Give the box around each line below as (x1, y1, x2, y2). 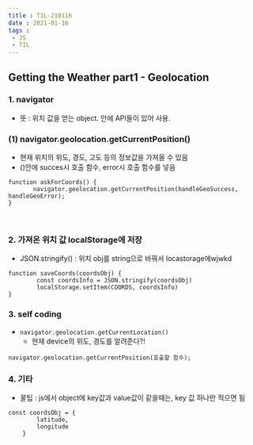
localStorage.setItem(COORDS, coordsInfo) (36, 283, 179, 292)
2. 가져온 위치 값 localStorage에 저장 (8, 235, 142, 246)
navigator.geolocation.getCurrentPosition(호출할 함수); (8, 354, 191, 362)
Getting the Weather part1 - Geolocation (8, 71, 210, 84)
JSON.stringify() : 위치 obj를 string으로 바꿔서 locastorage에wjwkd (19, 254, 232, 263)
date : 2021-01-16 (8, 19, 69, 27)
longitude (36, 423, 69, 431)
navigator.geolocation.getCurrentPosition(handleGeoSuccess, (32, 186, 239, 194)
